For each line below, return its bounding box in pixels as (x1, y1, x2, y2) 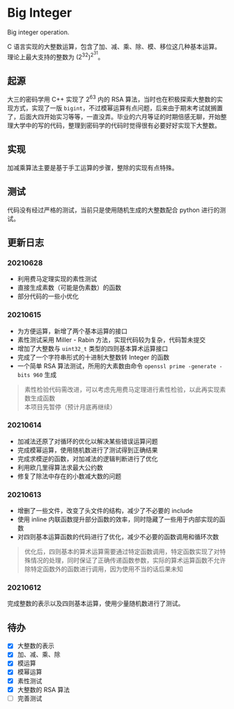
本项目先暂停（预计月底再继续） (24, 402, 116, 411)
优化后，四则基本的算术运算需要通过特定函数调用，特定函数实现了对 (24, 547, 220, 556)
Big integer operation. (7, 28, 70, 36)
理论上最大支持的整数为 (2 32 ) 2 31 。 (7, 50, 104, 61)
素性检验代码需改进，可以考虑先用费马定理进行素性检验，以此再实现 (24, 385, 220, 393)
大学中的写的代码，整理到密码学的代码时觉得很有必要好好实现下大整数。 (13, 121, 221, 130)
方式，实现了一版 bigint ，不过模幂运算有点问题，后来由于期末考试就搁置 (13, 103, 223, 112)
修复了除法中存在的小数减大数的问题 (17, 472, 122, 480)
